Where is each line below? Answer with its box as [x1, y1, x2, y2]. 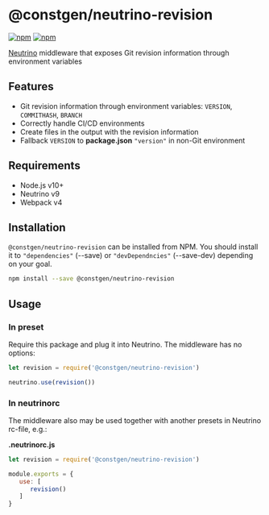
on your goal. [8, 260, 52, 269]
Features [8, 80, 54, 93]
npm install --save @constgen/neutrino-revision [8, 275, 175, 283]
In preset [8, 321, 44, 332]
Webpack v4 [19, 197, 63, 207]
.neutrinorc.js [8, 439, 56, 449]
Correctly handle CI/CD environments [19, 118, 145, 128]
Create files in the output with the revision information [19, 127, 199, 136]
